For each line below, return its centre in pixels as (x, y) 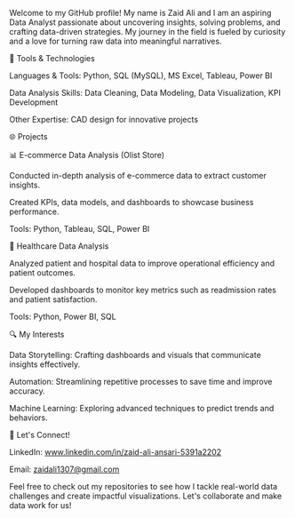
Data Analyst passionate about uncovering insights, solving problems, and (145, 22)
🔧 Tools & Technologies (52, 58)
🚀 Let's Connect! (40, 435)
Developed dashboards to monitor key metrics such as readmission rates (143, 290)
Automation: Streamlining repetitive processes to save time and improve (141, 382)
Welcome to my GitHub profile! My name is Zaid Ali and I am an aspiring (140, 13)
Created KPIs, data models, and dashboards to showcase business (132, 202)
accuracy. (28, 391)
